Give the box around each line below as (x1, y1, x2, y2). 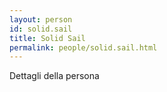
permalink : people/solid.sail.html (9, 42, 158, 53)
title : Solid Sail (9, 33, 86, 43)
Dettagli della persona (9, 70, 100, 82)
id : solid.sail (9, 24, 73, 34)
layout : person (9, 14, 73, 25)
